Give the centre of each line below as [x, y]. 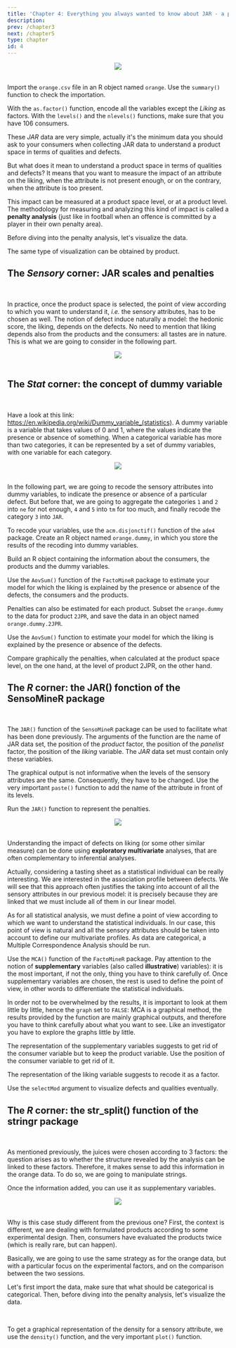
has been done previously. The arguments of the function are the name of [114, 737]
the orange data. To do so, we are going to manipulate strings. [97, 1174]
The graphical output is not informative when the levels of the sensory [109, 773]
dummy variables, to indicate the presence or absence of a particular [107, 494]
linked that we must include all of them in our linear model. [92, 902]
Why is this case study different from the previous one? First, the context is [116, 1223]
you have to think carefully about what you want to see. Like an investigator [117, 1025]
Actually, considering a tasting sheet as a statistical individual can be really [116, 872]
